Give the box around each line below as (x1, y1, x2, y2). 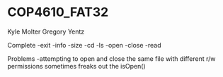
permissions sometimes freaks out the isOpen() (7, 62, 147, 70)
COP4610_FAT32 (7, 4, 109, 20)
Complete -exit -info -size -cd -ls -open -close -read (7, 41, 161, 49)
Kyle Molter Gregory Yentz (7, 27, 85, 36)
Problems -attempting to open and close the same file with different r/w (7, 54, 216, 63)
